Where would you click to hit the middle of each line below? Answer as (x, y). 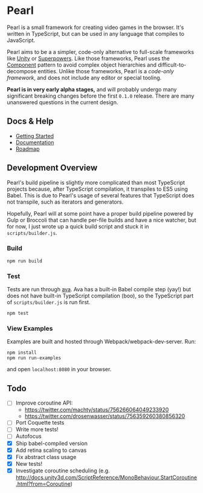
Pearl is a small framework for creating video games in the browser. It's (95, 27)
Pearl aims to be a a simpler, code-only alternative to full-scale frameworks (101, 51)
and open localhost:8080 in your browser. (59, 369)
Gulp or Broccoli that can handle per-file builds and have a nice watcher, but (102, 220)
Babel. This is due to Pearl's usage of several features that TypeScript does (101, 195)
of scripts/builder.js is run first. (49, 302)
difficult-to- (172, 65)
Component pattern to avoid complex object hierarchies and (82, 65)
